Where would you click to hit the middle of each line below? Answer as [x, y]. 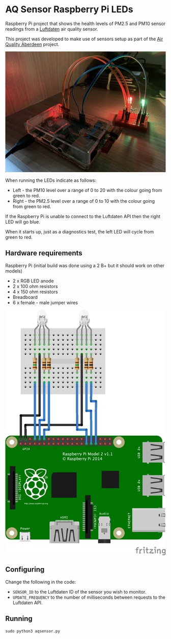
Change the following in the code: [41, 582]
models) [14, 271]
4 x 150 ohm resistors [35, 292]
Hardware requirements [44, 253]
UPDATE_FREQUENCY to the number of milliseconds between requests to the [89, 597]
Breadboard [25, 297]
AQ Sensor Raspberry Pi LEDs [69, 9]
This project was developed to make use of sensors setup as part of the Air [84, 39]
